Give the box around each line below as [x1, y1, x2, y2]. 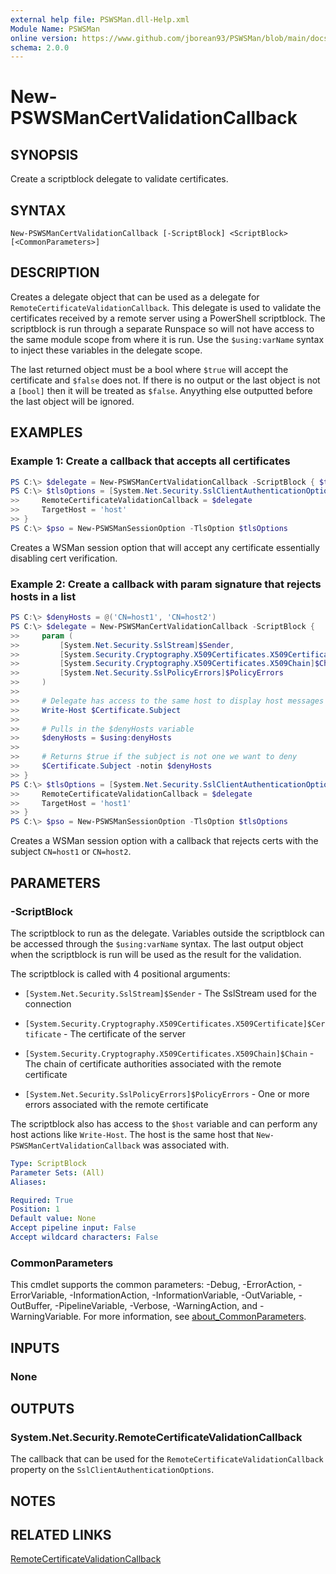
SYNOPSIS [10, 146, 79, 163]
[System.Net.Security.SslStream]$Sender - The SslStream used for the [24, 987, 318, 999]
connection [24, 997, 72, 1010]
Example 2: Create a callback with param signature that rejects [10, 577, 322, 591]
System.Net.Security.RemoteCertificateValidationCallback [10, 1430, 303, 1444]
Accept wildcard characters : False [10, 1232, 159, 1243]
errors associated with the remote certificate [24, 1098, 209, 1110]
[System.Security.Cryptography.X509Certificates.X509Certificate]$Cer [24, 1019, 326, 1029]
